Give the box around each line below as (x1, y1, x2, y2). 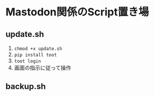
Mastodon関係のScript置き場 (5, 5, 149, 19)
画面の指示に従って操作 (14, 64, 72, 71)
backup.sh (5, 82, 46, 92)
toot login (14, 58, 41, 64)
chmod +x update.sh (14, 46, 63, 52)
